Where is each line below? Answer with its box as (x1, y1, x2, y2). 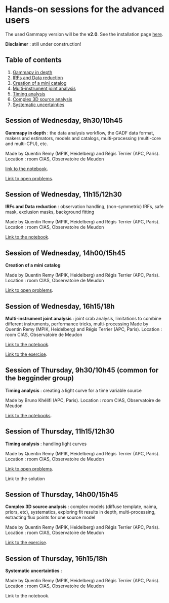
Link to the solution (5, 476, 46, 482)
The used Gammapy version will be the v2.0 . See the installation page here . (5, 31, 163, 37)
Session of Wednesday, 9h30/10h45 (5, 116, 123, 125)
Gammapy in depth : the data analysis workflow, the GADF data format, (5, 129, 154, 136)
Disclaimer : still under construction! (5, 41, 81, 47)
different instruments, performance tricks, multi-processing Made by (5, 321, 149, 327)
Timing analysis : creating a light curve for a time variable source (5, 387, 142, 393)
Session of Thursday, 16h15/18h (5, 554, 108, 563)
